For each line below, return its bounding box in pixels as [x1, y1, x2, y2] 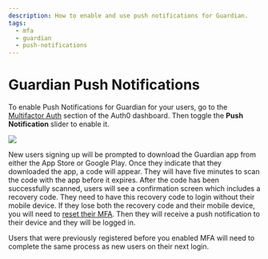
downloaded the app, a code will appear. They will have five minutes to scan [8, 167, 260, 177]
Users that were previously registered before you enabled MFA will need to [8, 233, 255, 243]
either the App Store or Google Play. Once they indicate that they [8, 158, 222, 168]
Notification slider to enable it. [8, 119, 110, 129]
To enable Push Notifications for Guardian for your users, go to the [8, 102, 228, 112]
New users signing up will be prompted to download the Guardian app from [8, 149, 257, 160]
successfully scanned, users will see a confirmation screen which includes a [8, 184, 261, 193]
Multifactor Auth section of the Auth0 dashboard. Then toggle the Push [8, 111, 244, 121]
